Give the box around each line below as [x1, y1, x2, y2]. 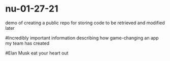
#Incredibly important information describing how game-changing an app [5, 35, 159, 41]
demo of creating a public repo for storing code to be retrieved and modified [5, 20, 165, 26]
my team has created [5, 40, 50, 46]
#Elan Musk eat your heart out [5, 50, 69, 56]
